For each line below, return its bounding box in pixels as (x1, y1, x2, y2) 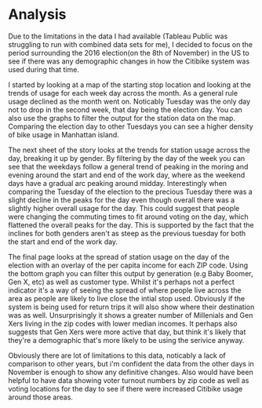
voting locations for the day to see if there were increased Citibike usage (8, 384, 243, 393)
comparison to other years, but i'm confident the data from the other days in (8, 359, 255, 368)
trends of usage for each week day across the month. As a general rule (8, 88, 238, 97)
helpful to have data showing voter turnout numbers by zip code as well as (8, 375, 249, 385)
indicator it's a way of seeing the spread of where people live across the (8, 285, 242, 295)
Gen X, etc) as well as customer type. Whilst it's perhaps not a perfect (8, 277, 235, 286)
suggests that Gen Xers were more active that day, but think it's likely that (8, 327, 246, 337)
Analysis (8, 5, 67, 24)
